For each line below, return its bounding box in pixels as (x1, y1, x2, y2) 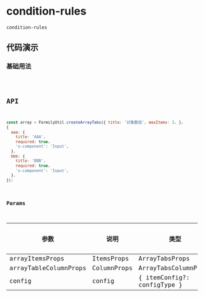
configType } (138, 281, 183, 288)
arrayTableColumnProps (9, 264, 87, 272)
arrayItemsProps (9, 254, 65, 262)
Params (6, 200, 26, 206)
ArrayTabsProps (138, 254, 190, 262)
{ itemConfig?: (138, 273, 190, 281)
